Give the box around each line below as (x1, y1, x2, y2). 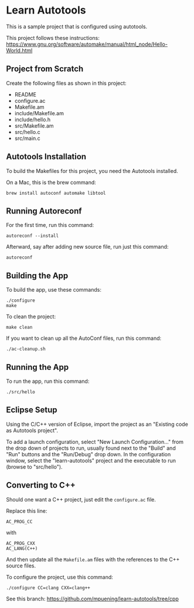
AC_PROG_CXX (6, 540, 35, 546)
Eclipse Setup (6, 405, 57, 415)
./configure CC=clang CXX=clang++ (6, 584, 91, 591)
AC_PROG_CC (6, 519, 33, 525)
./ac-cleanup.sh (6, 346, 46, 352)
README (14, 91, 37, 98)
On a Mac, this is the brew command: (6, 179, 97, 186)
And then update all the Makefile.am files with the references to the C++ (6, 556, 180, 563)
